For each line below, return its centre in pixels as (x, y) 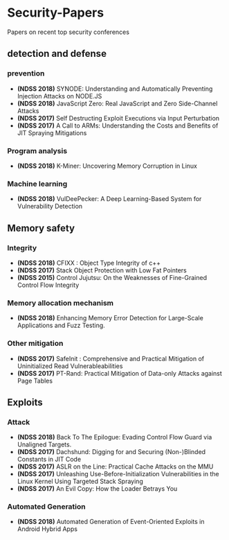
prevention (26, 73)
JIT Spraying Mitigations (52, 132)
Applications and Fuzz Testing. (61, 325)
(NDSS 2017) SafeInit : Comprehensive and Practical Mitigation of (111, 358)
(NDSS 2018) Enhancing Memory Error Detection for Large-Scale (110, 318)
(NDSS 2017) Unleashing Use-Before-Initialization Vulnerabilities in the (118, 474)
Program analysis (37, 150)
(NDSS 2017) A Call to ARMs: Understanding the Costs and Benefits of (118, 125)
